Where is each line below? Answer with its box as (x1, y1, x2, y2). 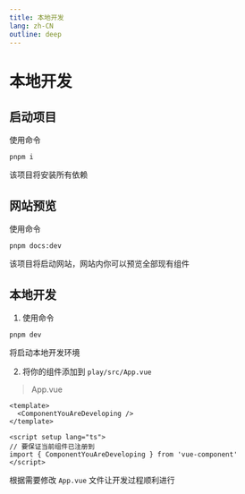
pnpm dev (9, 330, 42, 339)
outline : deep (9, 30, 63, 38)
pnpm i (9, 153, 34, 162)
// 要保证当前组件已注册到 (9, 442, 96, 451)
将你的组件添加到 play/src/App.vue (21, 366, 152, 377)
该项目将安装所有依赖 (9, 169, 88, 180)
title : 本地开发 (9, 13, 64, 22)
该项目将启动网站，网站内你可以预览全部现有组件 (9, 259, 190, 269)
